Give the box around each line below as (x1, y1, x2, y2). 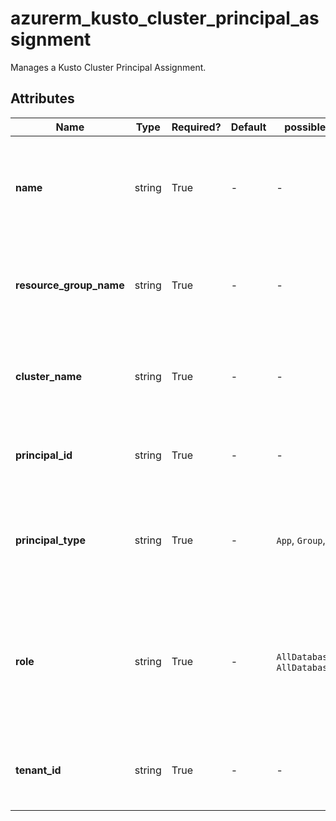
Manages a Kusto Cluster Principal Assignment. (10, 61, 207, 73)
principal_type (15, 533, 86, 547)
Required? (171, 120, 222, 134)
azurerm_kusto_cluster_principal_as (10, 7, 320, 30)
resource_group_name (15, 278, 125, 292)
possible (284, 120, 327, 134)
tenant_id (15, 763, 62, 777)
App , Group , (276, 533, 326, 547)
